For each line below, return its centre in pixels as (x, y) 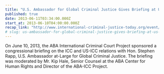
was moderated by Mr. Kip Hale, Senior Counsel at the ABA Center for (75, 61)
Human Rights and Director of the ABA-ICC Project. (57, 66)
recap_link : (17, 28)
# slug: (13, 32)
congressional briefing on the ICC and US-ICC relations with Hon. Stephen (80, 51)
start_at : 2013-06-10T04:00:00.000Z (42, 23)
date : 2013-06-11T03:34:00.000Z (38, 18)
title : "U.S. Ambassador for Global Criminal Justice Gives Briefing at (81, 9)
